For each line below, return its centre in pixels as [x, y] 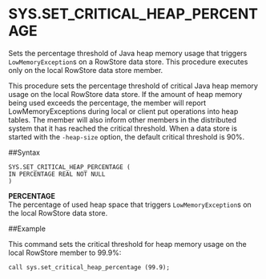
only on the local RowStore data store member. [86, 70]
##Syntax [24, 152]
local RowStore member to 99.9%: [65, 253]
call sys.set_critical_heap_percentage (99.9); [89, 267]
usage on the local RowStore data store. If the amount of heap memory [125, 94]
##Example [27, 228]
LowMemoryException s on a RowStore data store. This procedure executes [128, 62]
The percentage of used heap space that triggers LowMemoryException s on [130, 204]
